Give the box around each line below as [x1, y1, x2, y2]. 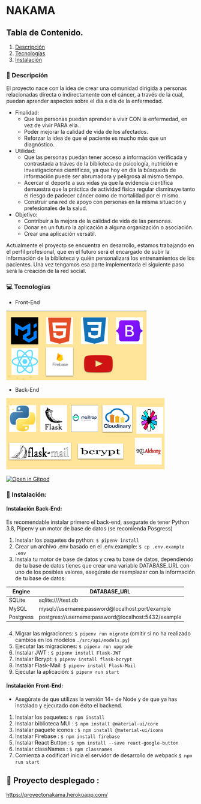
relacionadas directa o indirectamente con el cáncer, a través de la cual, [6, 91, 184, 98]
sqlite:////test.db [38, 596, 79, 604]
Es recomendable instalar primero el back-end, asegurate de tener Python [6, 518, 190, 526]
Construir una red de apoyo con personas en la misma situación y [23, 199, 187, 206]
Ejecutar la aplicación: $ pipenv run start [14, 668, 120, 676]
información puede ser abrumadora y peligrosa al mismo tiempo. [23, 173, 184, 180]
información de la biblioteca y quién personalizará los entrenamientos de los [6, 254, 195, 262]
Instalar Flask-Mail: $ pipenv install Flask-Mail [14, 662, 136, 669]
